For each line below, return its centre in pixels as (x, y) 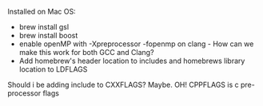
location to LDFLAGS (53, 69)
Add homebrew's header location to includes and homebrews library (132, 61)
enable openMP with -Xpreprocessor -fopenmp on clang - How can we (136, 44)
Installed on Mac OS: (42, 12)
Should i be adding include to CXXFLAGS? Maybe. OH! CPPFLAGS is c (123, 84)
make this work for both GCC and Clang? (86, 52)
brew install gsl (44, 27)
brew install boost (48, 35)
